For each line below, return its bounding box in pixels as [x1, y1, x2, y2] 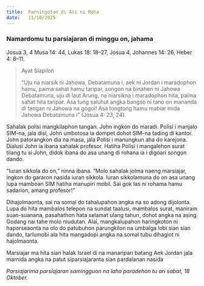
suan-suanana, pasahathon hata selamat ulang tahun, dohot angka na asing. [6, 211, 199, 218]
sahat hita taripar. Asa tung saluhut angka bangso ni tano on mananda [21, 98, 197, 105]
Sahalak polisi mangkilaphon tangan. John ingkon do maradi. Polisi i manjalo [6, 123, 198, 130]
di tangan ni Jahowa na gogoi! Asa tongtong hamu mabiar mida [21, 104, 180, 112]
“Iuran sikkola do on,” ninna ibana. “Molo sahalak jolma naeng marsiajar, [6, 167, 187, 174]
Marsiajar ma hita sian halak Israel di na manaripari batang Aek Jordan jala [6, 249, 193, 256]
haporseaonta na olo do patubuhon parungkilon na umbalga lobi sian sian [6, 224, 191, 232]
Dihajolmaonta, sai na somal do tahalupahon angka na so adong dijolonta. [6, 198, 191, 206]
